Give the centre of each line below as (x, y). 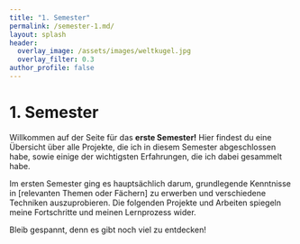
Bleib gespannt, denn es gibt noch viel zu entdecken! (108, 230)
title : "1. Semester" (50, 18)
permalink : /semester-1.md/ (62, 26)
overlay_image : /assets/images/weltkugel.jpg (105, 51)
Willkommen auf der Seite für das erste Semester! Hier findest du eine (141, 137)
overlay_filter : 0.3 (56, 59)
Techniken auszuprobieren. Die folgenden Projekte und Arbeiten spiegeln (145, 203)
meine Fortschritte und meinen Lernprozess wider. (103, 212)
